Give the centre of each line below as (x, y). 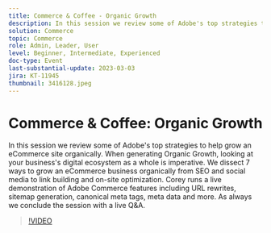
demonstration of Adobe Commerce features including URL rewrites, (122, 188)
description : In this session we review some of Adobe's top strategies (133, 23)
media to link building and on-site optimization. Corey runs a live (115, 180)
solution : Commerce (41, 31)
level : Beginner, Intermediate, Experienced (84, 53)
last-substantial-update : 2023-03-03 (72, 69)
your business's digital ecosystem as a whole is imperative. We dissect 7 (129, 163)
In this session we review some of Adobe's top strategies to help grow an (130, 145)
